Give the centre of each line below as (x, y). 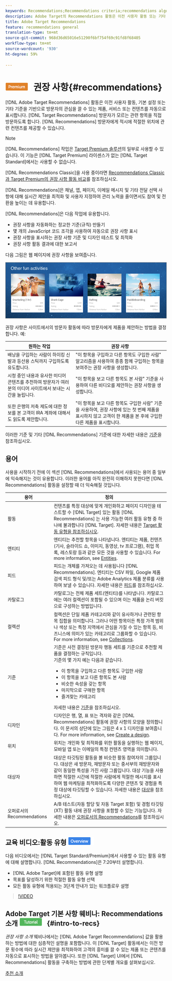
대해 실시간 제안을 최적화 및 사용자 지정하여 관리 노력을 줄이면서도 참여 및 (88, 196)
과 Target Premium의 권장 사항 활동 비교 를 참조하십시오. (62, 179)
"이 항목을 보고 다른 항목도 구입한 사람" (114, 403)
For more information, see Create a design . (105, 735)
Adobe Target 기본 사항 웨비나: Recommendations (84, 913)
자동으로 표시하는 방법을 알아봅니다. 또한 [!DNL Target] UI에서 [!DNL (74, 956)
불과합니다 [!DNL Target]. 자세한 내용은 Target (110, 525)
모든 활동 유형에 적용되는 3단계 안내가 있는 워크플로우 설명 (71, 886)
